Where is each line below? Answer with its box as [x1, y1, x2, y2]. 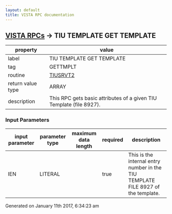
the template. [128, 189, 160, 197]
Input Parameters [5, 116, 50, 123]
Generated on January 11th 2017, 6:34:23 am [5, 203, 99, 209]
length [76, 142, 92, 149]
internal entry [128, 157, 161, 164]
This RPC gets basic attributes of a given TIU [49, 95, 157, 102]
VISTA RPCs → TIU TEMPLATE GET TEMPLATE [5, 31, 156, 40]
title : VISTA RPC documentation [5, 12, 74, 17]
